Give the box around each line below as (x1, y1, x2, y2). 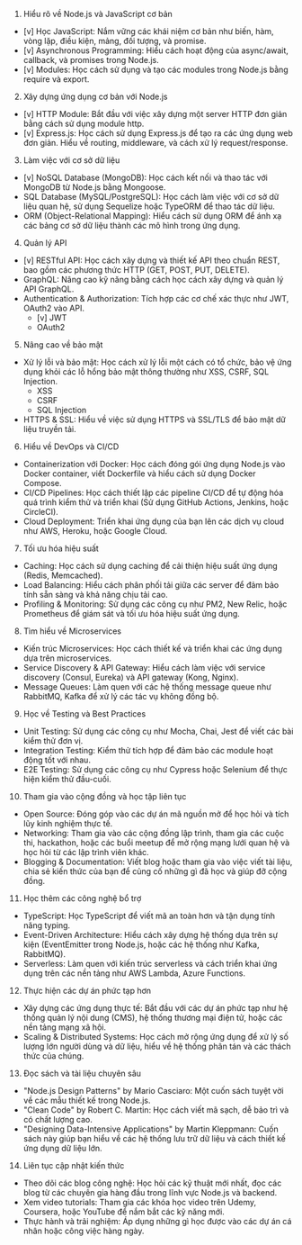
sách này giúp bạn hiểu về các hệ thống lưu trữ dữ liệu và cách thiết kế (22, 1133, 286, 1143)
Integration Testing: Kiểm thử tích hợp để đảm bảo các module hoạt (22, 745, 273, 755)
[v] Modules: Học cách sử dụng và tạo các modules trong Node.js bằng (22, 64, 289, 75)
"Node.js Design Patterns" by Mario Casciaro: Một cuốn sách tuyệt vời (22, 1086, 284, 1096)
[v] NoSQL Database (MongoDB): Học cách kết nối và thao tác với (22, 172, 268, 183)
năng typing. (22, 920, 71, 931)
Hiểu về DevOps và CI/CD (22, 441, 120, 452)
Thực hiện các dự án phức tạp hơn (22, 986, 152, 996)
